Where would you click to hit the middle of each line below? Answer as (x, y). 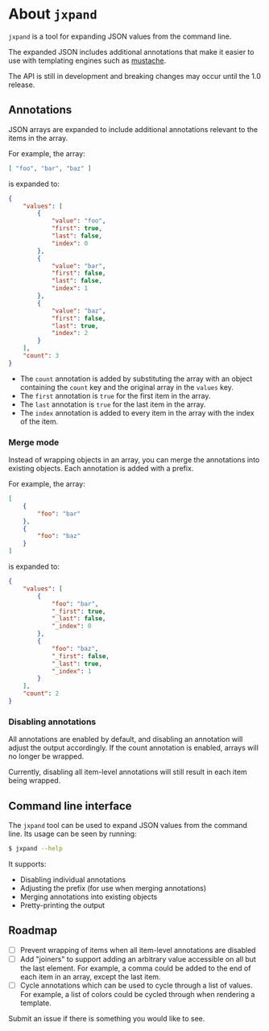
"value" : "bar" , (79, 266)
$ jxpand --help (35, 849)
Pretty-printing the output (62, 905)
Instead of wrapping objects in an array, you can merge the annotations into (134, 460)
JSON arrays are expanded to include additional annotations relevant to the (133, 129)
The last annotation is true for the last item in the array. (113, 404)
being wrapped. (35, 780)
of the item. (39, 421)
